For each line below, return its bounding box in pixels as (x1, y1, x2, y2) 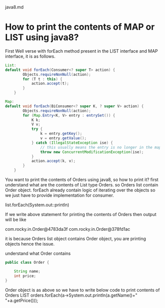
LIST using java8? (5, 32, 79, 43)
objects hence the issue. (5, 241, 55, 247)
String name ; (14, 269, 41, 274)
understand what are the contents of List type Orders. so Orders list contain (5, 182, 159, 188)
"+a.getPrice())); (5, 297, 38, 303)
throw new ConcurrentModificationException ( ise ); (40, 150, 144, 154)
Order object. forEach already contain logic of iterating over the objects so (5, 187, 156, 193)
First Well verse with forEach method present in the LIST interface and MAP (5, 48, 158, 54)
